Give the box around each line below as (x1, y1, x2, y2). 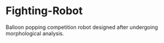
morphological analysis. (5, 29, 65, 37)
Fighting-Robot (5, 4, 83, 18)
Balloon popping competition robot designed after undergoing (5, 24, 158, 31)
